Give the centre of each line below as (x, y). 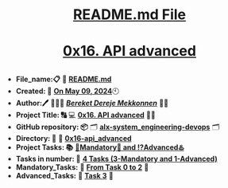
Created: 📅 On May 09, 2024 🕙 (68, 91)
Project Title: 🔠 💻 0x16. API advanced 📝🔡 (86, 115)
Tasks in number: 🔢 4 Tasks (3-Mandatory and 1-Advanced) (116, 159)
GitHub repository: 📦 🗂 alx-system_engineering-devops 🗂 (118, 127)
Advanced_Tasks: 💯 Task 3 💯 (64, 175)
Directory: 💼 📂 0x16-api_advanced (74, 138)
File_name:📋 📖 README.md (64, 79)
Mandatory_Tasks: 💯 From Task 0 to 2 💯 (82, 167)
